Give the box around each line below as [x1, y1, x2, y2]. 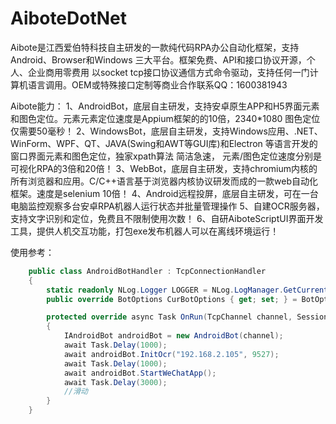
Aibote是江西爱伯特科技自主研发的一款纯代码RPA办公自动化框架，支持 [10, 41, 300, 53]
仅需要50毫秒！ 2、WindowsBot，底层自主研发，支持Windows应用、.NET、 [10, 125, 323, 137]
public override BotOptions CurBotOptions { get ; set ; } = [46, 294, 298, 304]
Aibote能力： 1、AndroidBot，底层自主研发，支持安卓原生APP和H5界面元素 [10, 100, 320, 112]
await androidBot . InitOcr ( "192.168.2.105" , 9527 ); [63, 349, 280, 359]
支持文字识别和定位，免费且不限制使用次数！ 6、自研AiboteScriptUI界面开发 [10, 212, 324, 224]
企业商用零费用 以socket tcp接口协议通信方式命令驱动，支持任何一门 [27, 66, 310, 78]
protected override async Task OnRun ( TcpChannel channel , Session [46, 312, 329, 322]
